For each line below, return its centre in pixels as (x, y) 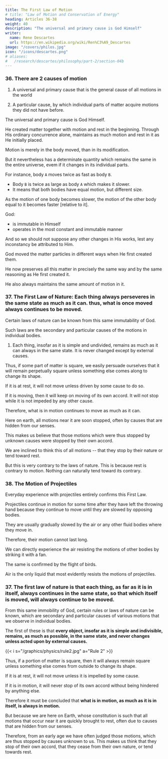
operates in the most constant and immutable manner (67, 229)
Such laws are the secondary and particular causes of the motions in (76, 330)
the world (22, 95)
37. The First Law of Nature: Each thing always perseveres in (80, 297)
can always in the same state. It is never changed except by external (83, 350)
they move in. (19, 530)
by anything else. (23, 691)
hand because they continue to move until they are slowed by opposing (79, 510)
